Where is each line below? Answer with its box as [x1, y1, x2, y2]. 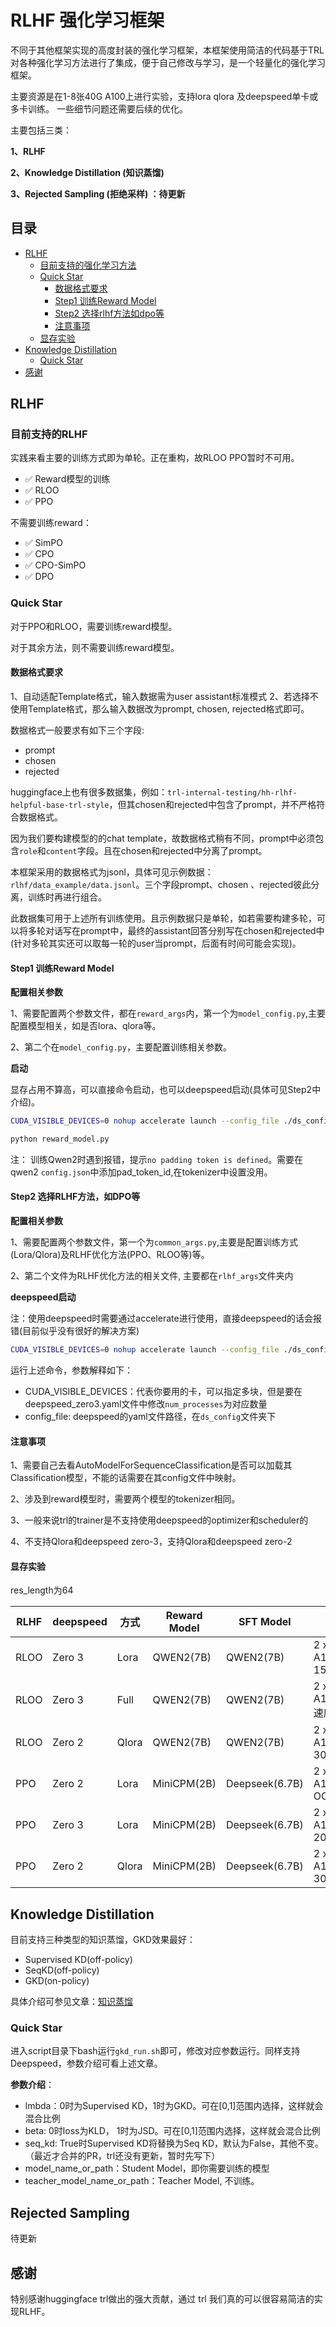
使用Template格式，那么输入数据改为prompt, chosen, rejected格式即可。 [10, 702, 310, 715]
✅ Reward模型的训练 [24, 473, 111, 485]
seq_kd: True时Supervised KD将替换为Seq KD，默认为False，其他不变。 [24, 2137, 324, 2150]
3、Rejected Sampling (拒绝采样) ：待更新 [10, 187, 186, 200]
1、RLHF [10, 145, 46, 157]
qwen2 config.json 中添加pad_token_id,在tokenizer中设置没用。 [10, 1166, 273, 1178]
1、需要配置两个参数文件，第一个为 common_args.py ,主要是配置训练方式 [10, 1236, 298, 1248]
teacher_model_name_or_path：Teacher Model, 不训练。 [24, 2175, 260, 2187]
